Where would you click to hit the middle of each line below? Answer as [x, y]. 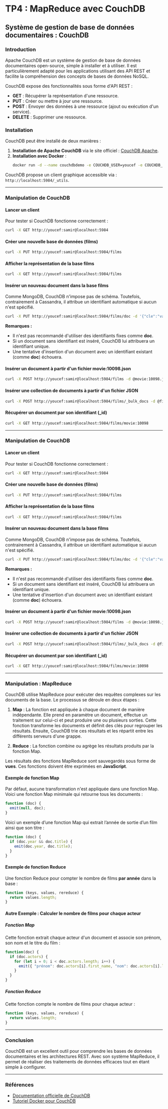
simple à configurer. [26, 1067]
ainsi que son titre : [25, 828]
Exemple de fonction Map [32, 778]
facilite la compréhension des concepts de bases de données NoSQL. [77, 76]
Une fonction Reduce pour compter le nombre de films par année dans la [81, 878]
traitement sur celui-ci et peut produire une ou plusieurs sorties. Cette [84, 720]
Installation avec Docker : [39, 156]
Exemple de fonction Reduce [36, 867]
